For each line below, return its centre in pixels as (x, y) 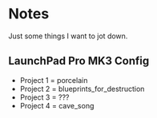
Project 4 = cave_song (57, 105)
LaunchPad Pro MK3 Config (79, 61)
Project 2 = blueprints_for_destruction (82, 88)
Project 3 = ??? (44, 97)
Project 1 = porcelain (54, 80)
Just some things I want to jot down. (68, 36)
